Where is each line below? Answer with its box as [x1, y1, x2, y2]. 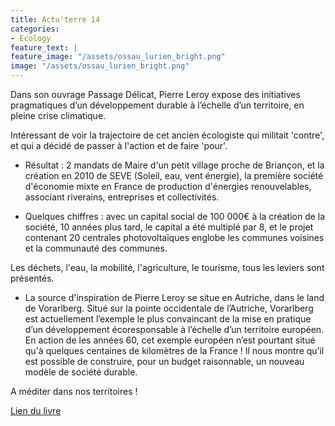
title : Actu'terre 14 [10, 14, 101, 25]
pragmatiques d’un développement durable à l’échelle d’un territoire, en [10, 99, 305, 111]
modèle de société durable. [24, 366, 138, 378]
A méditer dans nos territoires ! [10, 386, 138, 397]
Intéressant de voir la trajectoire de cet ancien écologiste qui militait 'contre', [10, 129, 325, 141]
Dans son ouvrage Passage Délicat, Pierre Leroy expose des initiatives [10, 89, 301, 100]
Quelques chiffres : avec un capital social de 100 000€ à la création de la [24, 211, 326, 222]
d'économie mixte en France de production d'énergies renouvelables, [24, 181, 312, 192]
